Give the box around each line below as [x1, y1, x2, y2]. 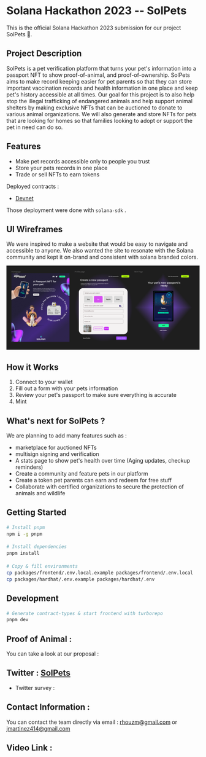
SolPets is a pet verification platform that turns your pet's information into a [6, 65, 196, 72]
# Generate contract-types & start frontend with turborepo [6, 610, 164, 616]
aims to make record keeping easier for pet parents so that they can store [6, 77, 192, 85]
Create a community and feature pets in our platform [15, 470, 148, 477]
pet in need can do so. [6, 124, 63, 131]
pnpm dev [6, 617, 29, 623]
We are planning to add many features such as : [6, 432, 127, 439]
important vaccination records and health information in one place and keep [6, 84, 198, 92]
